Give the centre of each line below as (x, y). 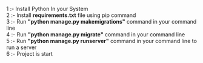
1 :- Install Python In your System (47, 9)
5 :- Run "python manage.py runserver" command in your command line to (101, 41)
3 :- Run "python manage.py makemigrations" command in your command (101, 22)
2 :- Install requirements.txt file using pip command (71, 15)
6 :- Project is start (30, 54)
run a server (22, 47)
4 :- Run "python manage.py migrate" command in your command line (96, 35)
